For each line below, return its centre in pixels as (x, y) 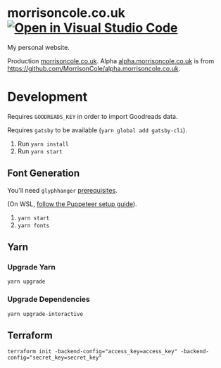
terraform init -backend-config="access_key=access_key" (93, 352)
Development (48, 97)
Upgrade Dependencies (49, 299)
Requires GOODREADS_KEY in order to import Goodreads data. (93, 116)
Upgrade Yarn (32, 267)
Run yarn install (43, 144)
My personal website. (39, 47)
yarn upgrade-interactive (45, 314)
